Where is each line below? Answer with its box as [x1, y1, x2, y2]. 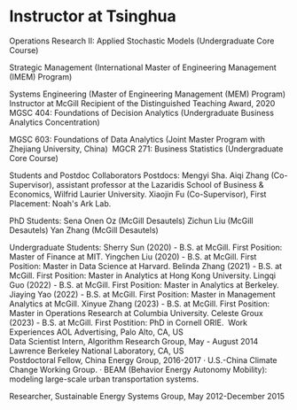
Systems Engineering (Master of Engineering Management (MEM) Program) [9, 89, 286, 99]
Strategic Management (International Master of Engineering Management [9, 62, 277, 73]
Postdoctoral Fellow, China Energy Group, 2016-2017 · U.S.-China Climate [9, 354, 277, 365]
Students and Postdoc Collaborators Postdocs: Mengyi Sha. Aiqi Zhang [9, 170, 270, 181]
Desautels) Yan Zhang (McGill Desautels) [9, 224, 160, 236]
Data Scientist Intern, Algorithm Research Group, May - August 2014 [9, 336, 259, 346]
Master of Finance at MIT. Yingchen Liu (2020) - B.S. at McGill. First [9, 251, 257, 262]
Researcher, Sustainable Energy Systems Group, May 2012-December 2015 [9, 391, 285, 401]
